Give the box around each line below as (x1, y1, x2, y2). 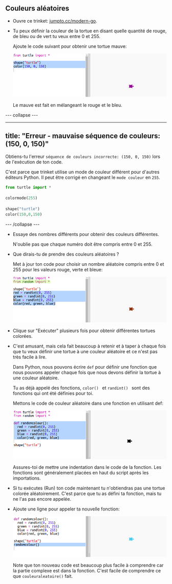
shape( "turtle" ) (5, 207, 40, 212)
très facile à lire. (12, 354, 47, 360)
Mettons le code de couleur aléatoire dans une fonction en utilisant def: (12, 400, 164, 407)
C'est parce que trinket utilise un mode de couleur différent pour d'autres (5, 169, 160, 175)
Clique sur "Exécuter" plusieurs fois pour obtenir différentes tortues (12, 327, 156, 334)
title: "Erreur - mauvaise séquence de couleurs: (5, 132, 160, 140)
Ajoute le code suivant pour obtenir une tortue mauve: (12, 43, 127, 49)
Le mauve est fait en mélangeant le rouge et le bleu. (12, 102, 123, 108)
